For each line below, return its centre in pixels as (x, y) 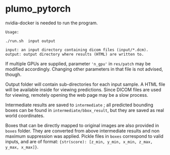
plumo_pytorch (38, 9)
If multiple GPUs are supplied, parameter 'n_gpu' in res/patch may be (78, 63)
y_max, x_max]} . (22, 147)
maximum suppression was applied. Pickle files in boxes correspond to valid (84, 136)
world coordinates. (25, 115)
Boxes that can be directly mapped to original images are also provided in (82, 125)
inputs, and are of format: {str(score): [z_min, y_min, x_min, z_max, (79, 141)
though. (13, 74)
